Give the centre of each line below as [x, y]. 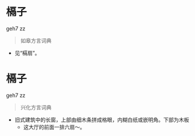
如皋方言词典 [36, 40]
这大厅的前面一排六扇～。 [54, 127]
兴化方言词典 [36, 107]
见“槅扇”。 [27, 53]
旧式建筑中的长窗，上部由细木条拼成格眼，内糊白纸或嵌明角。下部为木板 [102, 120]
